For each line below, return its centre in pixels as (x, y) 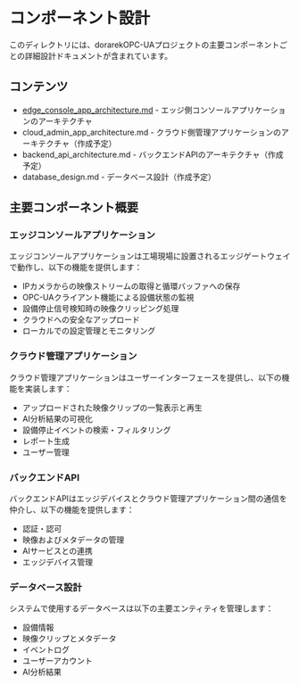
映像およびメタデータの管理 (73, 540)
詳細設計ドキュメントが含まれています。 (99, 55)
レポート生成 (46, 441)
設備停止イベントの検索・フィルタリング (96, 430)
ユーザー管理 (46, 452)
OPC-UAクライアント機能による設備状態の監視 (108, 297)
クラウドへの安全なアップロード (81, 320)
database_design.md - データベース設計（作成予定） (119, 177)
